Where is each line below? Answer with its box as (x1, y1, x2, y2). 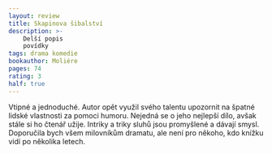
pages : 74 (8, 65, 42, 73)
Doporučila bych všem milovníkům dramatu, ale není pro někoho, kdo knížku (8, 127, 264, 138)
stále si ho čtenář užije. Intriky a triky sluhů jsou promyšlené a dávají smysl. (8, 119, 260, 129)
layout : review (8, 11, 60, 20)
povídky (23, 42, 49, 50)
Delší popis (23, 34, 63, 43)
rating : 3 (8, 72, 42, 80)
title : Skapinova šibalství (8, 19, 104, 28)
